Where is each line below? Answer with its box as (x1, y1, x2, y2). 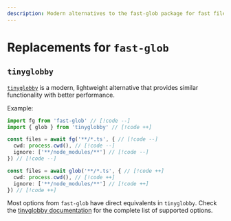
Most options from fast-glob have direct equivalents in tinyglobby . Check (7, 199, 217, 207)
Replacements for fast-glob (7, 39, 170, 55)
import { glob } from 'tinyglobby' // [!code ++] (7, 124, 153, 130)
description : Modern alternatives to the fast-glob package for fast (7, 10, 211, 17)
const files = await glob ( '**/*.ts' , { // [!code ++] (7, 167, 165, 174)
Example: (7, 104, 34, 112)
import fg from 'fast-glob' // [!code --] (7, 117, 131, 124)
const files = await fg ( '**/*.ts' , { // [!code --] (7, 136, 158, 143)
